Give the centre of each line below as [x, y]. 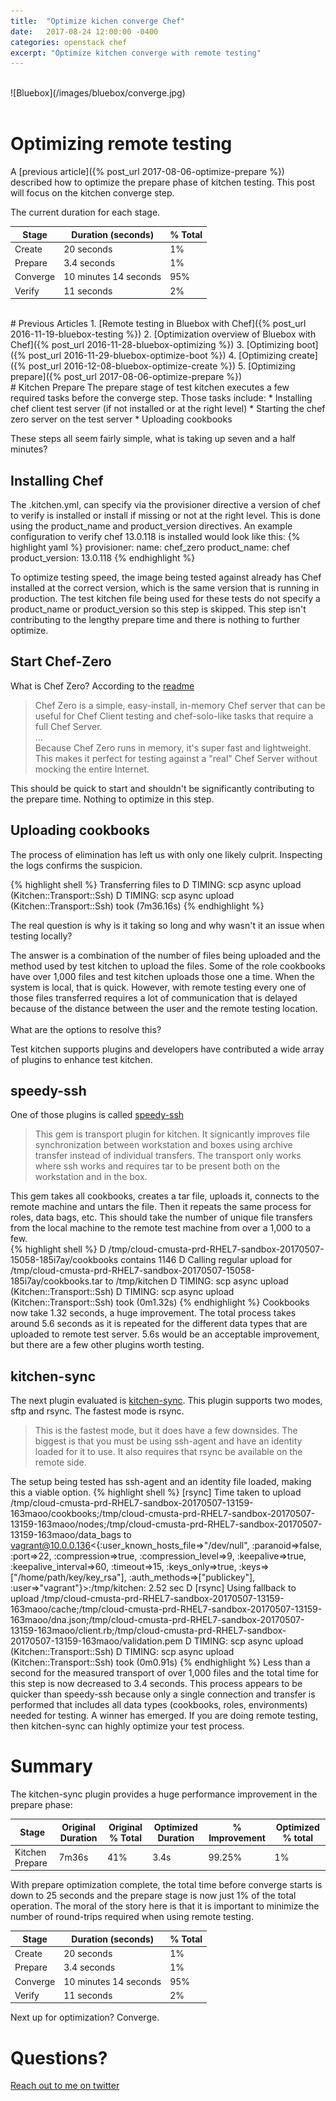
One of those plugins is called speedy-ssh [97, 1115]
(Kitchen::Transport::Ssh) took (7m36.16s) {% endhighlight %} [137, 906]
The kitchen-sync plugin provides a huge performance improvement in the [164, 1794]
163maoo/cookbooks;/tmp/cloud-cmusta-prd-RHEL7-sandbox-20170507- [163, 1514]
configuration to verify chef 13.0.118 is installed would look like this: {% [155, 536]
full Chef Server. [68, 726]
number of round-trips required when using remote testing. [132, 1917]
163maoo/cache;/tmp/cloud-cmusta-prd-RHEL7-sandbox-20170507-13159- [166, 1609]
